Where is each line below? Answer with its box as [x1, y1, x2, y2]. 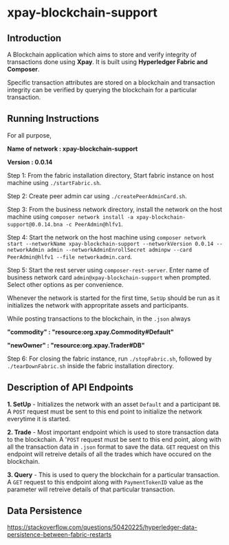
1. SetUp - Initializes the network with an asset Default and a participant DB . [7, 400, 221, 408]
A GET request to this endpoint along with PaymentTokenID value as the [7, 478, 204, 486]
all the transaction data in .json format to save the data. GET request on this [7, 442, 220, 451]
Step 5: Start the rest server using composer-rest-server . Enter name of [7, 266, 210, 274]
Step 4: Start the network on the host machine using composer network [7, 233, 206, 242]
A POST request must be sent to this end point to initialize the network [7, 407, 203, 416]
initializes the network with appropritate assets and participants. [7, 301, 189, 309]
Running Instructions [7, 113, 100, 125]
